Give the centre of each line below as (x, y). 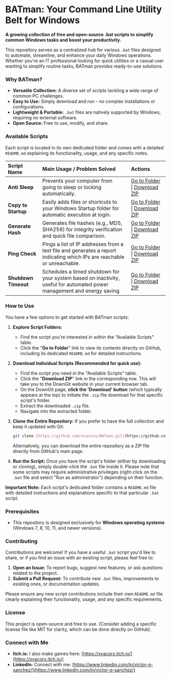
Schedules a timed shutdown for (81, 271)
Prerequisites (22, 511)
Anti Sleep (21, 187)
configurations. (28, 107)
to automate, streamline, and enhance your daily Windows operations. (79, 55)
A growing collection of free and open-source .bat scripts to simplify (79, 34)
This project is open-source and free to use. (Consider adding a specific (81, 624)
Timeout (18, 284)
